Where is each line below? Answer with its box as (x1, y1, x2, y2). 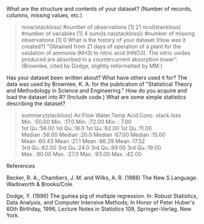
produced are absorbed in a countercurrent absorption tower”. (21, 56, 178, 63)
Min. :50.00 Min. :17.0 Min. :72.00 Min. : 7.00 (21, 118, 132, 125)
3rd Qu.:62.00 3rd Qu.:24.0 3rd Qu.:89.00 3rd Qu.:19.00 (21, 144, 161, 151)
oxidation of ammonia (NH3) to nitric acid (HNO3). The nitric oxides (21, 49, 191, 57)
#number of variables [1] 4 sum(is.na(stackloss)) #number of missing (21, 30, 195, 37)
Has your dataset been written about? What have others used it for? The (6, 74, 188, 81)
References (6, 163, 35, 169)
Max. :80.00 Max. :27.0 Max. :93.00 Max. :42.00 (21, 150, 142, 158)
